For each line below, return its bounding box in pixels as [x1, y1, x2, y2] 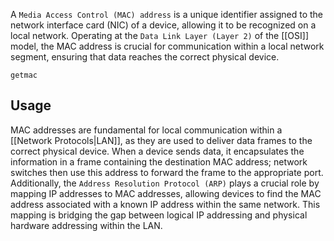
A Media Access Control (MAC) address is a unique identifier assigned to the [10, 9, 324, 20]
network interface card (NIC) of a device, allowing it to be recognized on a [10, 19, 317, 31]
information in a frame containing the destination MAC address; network [10, 155, 308, 168]
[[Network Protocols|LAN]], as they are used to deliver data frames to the [10, 134, 313, 146]
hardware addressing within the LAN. [10, 219, 163, 231]
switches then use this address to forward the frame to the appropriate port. [10, 166, 324, 178]
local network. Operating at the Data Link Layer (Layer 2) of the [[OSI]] [10, 30, 310, 41]
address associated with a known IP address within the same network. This [10, 198, 321, 210]
